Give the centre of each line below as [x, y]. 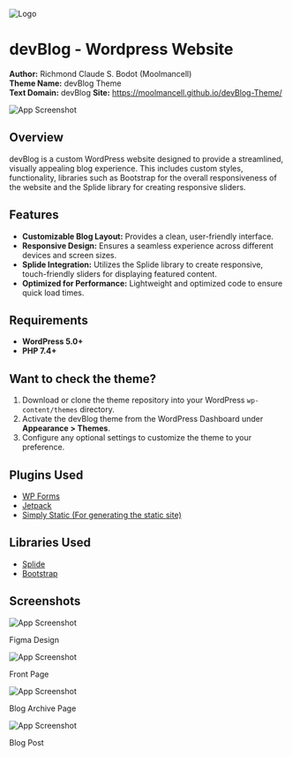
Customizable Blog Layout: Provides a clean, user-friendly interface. [148, 236]
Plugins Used [46, 474]
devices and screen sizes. [69, 255]
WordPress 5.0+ [52, 341]
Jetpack [37, 505]
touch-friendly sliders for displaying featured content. [120, 273]
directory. [97, 409]
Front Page [29, 674]
